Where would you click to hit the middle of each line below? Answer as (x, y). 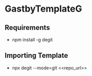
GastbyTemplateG (43, 9)
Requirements (27, 28)
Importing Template (37, 55)
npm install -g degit (32, 40)
